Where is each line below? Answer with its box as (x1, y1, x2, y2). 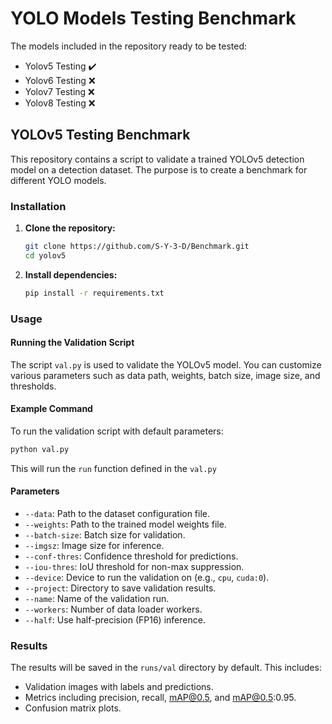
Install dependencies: (24, 268, 118, 281)
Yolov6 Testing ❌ (24, 74, 96, 86)
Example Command (10, 403, 93, 415)
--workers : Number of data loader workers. (24, 603, 203, 616)
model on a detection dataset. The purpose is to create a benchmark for (10, 163, 308, 176)
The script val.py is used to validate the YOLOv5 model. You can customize (10, 358, 322, 371)
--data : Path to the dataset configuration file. (24, 508, 211, 520)
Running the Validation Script (10, 337, 135, 349)
